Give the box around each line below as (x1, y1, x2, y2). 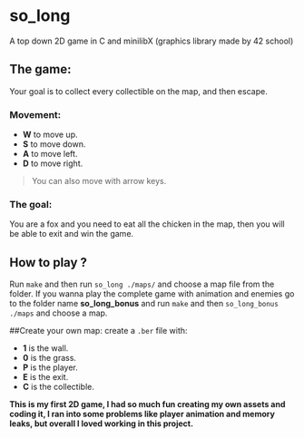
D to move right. (22, 158, 83, 169)
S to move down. (22, 139, 86, 150)
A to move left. (22, 149, 78, 160)
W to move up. (22, 129, 79, 141)
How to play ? (9, 255, 88, 270)
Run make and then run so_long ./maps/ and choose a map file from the (9, 278, 275, 290)
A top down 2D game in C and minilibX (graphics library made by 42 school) (9, 35, 294, 46)
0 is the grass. (22, 353, 77, 364)
